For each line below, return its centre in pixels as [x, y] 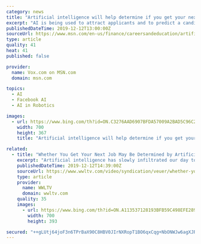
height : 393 [43, 221]
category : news [25, 12]
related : [17, 149]
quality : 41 [21, 45]
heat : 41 [17, 51]
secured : [17, 232]
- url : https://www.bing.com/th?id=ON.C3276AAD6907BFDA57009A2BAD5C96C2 [104, 122]
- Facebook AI [29, 100]
